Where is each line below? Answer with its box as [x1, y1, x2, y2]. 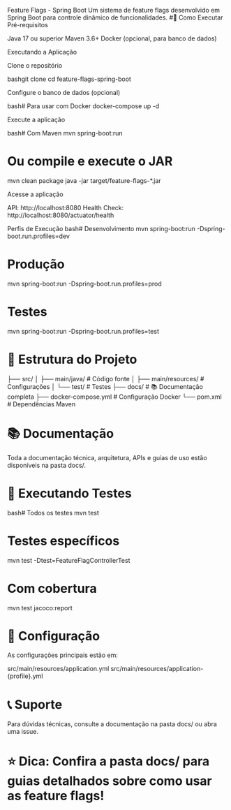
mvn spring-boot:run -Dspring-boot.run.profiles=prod [7, 279, 162, 288]
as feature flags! [7, 788, 105, 804]
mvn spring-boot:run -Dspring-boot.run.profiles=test [7, 327, 159, 335]
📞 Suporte [7, 696, 63, 712]
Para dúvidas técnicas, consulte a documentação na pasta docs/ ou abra [7, 720, 218, 728]
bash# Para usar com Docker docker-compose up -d [7, 102, 160, 110]
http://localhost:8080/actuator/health [7, 211, 114, 219]
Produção [7, 256, 65, 272]
